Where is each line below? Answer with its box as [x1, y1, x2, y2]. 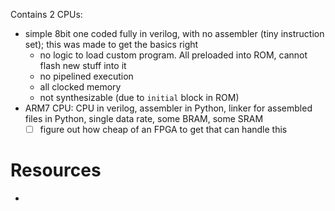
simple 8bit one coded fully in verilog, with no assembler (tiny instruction [24, 28, 325, 39]
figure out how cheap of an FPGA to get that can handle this [39, 124, 288, 135]
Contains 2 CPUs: [10, 9, 83, 20]
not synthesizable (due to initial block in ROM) [39, 92, 240, 103]
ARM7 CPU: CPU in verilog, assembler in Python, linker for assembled [24, 102, 313, 114]
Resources [10, 159, 102, 182]
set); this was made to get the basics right [24, 39, 199, 50]
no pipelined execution [39, 70, 134, 82]
